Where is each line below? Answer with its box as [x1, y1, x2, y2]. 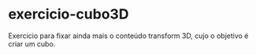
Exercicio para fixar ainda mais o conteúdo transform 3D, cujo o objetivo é [8, 31, 249, 40]
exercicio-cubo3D [8, 5, 129, 23]
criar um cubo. [8, 39, 56, 48]
